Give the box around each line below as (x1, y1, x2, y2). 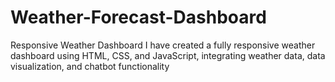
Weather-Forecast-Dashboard (10, 6, 267, 29)
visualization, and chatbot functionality (10, 60, 170, 72)
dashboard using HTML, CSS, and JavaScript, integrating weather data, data (10, 49, 326, 61)
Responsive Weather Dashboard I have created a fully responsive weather (10, 39, 316, 51)
